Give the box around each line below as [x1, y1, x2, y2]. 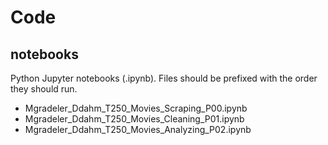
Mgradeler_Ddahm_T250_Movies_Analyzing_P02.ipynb [24, 124, 252, 135]
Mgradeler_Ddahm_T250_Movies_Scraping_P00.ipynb [24, 102, 248, 114]
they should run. [10, 83, 78, 95]
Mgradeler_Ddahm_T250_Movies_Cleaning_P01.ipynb [24, 113, 245, 125]
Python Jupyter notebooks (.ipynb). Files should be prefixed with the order [10, 72, 318, 84]
